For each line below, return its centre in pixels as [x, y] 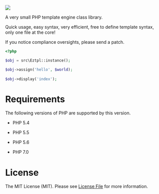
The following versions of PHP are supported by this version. [68, 113]
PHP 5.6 [21, 142]
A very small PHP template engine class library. [54, 17]
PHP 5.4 [21, 123]
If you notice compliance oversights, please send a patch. [65, 42]
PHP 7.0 [21, 152]
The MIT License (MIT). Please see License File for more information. [76, 186]
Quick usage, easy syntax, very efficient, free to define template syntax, [79, 27]
